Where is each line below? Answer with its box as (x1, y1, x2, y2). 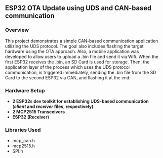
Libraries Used (5, 126, 41, 133)
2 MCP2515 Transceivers (12, 108, 65, 114)
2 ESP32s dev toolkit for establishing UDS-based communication (12, 98, 149, 104)
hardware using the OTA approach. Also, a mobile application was (5, 48, 139, 54)
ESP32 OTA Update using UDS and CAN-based (5, 4, 152, 12)
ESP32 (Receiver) (12, 114, 49, 120)
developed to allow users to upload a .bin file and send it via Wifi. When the (5, 53, 159, 59)
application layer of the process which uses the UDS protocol (5, 64, 130, 70)
